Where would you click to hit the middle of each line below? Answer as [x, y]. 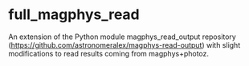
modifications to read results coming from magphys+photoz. [109, 53]
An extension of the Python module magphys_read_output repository [122, 37]
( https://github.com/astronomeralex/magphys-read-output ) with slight [124, 45]
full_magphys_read [74, 15]
